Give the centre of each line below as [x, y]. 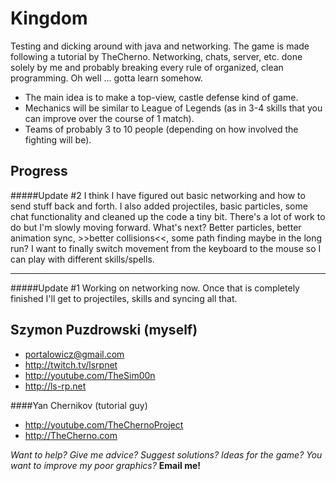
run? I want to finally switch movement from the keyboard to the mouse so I [166, 248]
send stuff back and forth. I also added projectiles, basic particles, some [159, 206]
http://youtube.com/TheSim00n [90, 375]
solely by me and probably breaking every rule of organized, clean [147, 67]
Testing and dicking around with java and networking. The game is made [160, 46]
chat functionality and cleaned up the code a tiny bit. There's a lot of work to [168, 216]
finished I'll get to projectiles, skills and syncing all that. [124, 298]
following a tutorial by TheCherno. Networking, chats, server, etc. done [156, 56]
